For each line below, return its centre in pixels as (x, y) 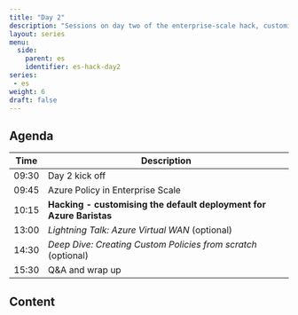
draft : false (33, 100)
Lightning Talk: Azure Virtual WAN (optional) (140, 230)
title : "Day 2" (37, 17)
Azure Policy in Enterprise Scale (114, 190)
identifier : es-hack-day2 (73, 67)
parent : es (45, 59)
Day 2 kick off (77, 176)
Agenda (31, 135)
